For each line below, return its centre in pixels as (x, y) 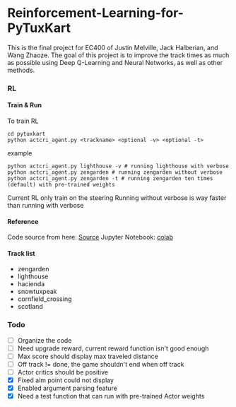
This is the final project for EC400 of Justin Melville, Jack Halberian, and (113, 47)
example (20, 153)
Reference (23, 221)
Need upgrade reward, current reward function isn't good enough (113, 348)
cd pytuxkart (26, 134)
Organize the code (45, 340)
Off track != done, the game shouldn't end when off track (101, 364)
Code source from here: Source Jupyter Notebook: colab (90, 237)
